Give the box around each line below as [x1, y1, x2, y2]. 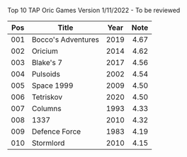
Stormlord [31, 138, 65, 148]
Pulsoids [31, 69, 60, 78]
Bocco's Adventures [31, 35, 99, 45]
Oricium [31, 46, 58, 56]
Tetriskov [31, 92, 62, 102]
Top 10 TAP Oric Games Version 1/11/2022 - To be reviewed [7, 6, 181, 14]
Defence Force [31, 127, 81, 136]
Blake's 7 [31, 58, 62, 67]
